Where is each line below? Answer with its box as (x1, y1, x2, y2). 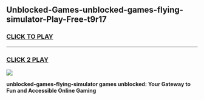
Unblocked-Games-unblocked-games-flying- (6, 5, 184, 15)
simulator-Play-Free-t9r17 (6, 15, 107, 25)
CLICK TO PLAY (6, 33, 53, 41)
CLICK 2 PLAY (6, 55, 49, 64)
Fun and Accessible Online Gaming (6, 87, 97, 94)
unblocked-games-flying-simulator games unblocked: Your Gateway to (6, 80, 191, 87)
